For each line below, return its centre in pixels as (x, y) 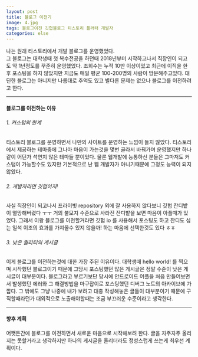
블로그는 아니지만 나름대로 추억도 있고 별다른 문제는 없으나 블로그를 (94, 81)
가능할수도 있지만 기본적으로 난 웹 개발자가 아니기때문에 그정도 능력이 (101, 164)
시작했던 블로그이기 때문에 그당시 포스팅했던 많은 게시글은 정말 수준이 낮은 (97, 269)
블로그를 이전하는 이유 (31, 108)
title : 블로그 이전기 (29, 17)
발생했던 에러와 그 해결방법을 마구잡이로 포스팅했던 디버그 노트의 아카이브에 (99, 284)
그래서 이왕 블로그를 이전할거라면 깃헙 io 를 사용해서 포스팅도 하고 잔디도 (102, 220)
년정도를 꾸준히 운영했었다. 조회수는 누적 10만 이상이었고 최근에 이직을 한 (104, 66)
